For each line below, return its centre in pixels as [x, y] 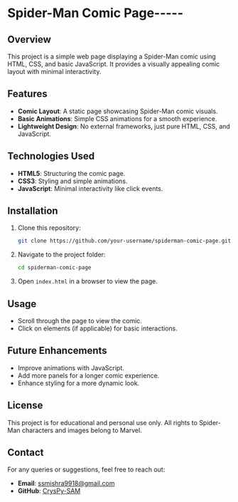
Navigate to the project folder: [61, 255]
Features [27, 94]
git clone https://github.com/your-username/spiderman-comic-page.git [124, 241]
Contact [26, 453]
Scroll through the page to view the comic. [80, 321]
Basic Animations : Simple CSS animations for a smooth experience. [117, 118]
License [25, 406]
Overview [29, 40]
